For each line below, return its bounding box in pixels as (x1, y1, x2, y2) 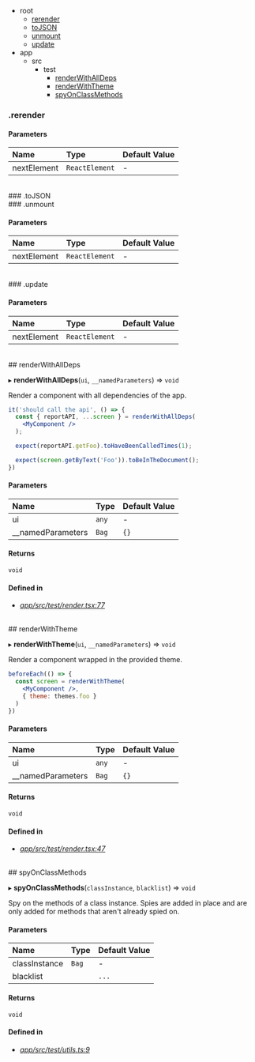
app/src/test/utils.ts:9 (19, 1045, 91, 1054)
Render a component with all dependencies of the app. (8, 390, 187, 400)
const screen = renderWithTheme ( (15, 678, 126, 686)
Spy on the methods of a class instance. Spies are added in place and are (8, 898, 247, 908)
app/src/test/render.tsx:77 (19, 601, 105, 610)
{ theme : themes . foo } (22, 692, 97, 700)
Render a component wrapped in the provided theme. (8, 655, 183, 665)
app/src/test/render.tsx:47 (19, 844, 106, 853)
